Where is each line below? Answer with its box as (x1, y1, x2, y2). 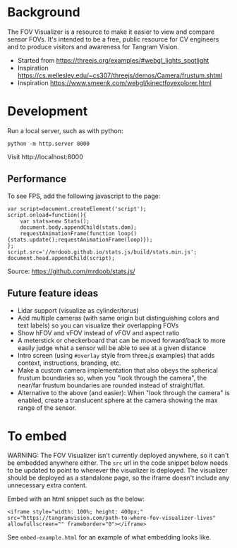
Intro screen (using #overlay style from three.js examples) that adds (17, 351, 215, 359)
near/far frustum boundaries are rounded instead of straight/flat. (17, 381, 205, 390)
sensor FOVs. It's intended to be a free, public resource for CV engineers (7, 35, 219, 43)
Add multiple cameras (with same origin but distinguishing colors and (17, 313, 219, 322)
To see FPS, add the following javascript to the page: (7, 192, 161, 200)
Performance (7, 173, 67, 185)
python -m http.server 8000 (7, 140, 90, 147)
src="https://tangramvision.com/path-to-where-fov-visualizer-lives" (7, 515, 217, 522)
